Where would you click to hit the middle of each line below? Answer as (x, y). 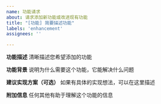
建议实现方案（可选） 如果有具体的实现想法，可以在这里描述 (80, 82)
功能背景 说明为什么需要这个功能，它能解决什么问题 (70, 70)
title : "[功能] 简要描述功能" (41, 23)
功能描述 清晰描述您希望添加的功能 (49, 57)
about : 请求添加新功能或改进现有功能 (47, 17)
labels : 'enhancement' (35, 28)
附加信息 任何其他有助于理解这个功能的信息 (59, 95)
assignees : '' (24, 34)
